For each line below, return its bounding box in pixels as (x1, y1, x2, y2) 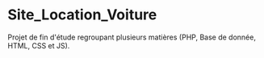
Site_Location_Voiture (7, 6, 157, 24)
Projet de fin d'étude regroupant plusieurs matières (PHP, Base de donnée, (7, 32, 256, 42)
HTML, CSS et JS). (7, 40, 70, 50)
